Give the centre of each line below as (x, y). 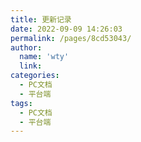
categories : (35, 76)
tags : (21, 103)
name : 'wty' (44, 57)
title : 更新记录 (41, 19)
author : (26, 47)
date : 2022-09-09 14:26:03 (66, 29)
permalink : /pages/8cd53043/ (71, 38)
